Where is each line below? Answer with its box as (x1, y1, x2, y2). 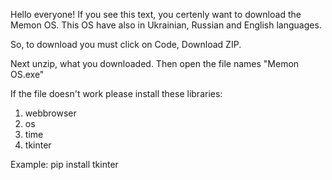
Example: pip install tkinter (10, 159, 119, 170)
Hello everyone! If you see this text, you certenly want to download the (10, 9, 302, 20)
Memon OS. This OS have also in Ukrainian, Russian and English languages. (10, 19, 322, 31)
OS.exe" (10, 69, 45, 80)
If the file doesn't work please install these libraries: (10, 88, 223, 99)
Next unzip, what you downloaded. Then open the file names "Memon (10, 58, 300, 69)
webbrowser (24, 107, 77, 119)
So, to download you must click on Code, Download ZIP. (10, 39, 242, 50)
